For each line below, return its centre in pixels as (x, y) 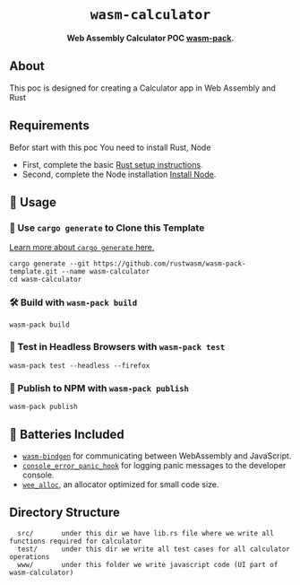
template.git (34, 272)
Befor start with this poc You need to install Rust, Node (110, 147)
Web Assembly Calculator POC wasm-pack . (150, 38)
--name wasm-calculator (106, 272)
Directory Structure (65, 513)
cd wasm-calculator (46, 280)
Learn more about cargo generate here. (82, 248)
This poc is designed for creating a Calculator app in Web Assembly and (142, 88)
